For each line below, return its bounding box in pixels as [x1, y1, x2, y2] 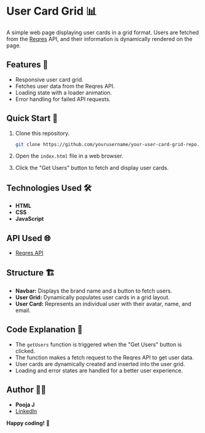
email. [15, 307, 31, 314]
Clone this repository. [15, 129, 70, 137]
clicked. [15, 347, 36, 354]
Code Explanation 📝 [6, 324, 83, 335]
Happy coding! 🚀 [6, 419, 50, 426]
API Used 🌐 [6, 233, 51, 243]
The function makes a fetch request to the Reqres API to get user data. [15, 353, 195, 361]
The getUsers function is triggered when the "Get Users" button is [15, 340, 182, 348]
